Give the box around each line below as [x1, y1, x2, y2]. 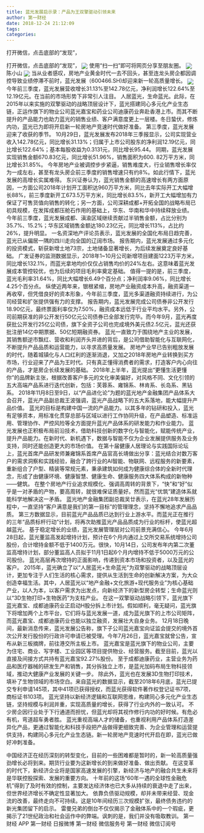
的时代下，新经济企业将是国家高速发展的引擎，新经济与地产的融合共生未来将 [6, 767, 198, 774]
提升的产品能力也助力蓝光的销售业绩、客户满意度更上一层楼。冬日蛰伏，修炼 [6, 115, 198, 122]
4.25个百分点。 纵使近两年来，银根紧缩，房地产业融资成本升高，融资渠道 [6, 282, 189, 289]
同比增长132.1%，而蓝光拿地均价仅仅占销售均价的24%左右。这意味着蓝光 [6, 260, 190, 267]
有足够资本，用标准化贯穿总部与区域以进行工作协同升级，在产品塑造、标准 [6, 412, 192, 419]
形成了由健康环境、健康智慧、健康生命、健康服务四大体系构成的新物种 [16, 472, 192, 480]
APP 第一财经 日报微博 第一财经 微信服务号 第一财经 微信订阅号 [18, 820, 177, 827]
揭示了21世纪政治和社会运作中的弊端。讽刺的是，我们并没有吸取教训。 [6, 812, 182, 820]
